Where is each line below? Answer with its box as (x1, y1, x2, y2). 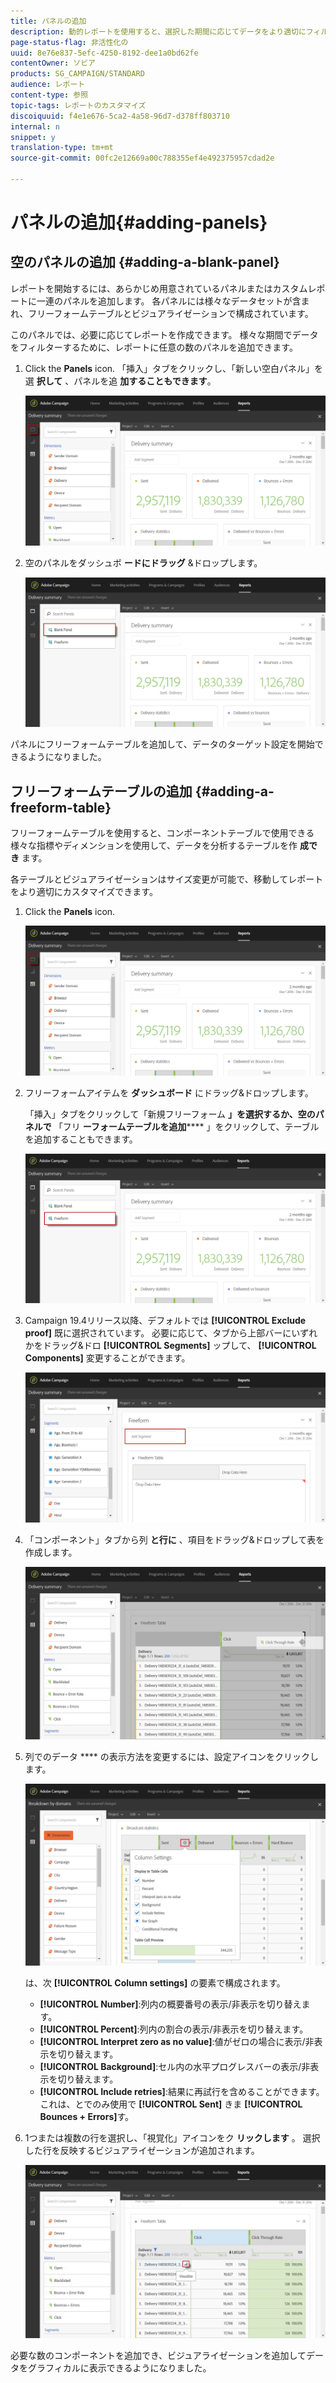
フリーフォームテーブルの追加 (10, 783, 193, 800)
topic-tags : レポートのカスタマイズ (10, 100, 147, 110)
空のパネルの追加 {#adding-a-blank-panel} (10, 254, 280, 271)
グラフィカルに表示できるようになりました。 (27, 2361, 212, 2374)
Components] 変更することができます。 (24, 1352, 191, 1364)
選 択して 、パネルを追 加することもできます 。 (24, 375, 217, 387)
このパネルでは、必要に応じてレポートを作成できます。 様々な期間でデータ (10, 328, 319, 340)
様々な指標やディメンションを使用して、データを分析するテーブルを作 (10, 839, 298, 851)
